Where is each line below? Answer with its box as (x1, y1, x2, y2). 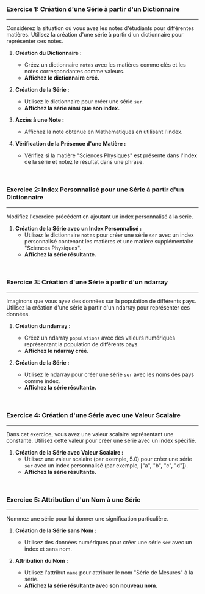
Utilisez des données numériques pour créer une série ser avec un (24, 539, 192, 546)
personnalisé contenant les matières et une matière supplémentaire (24, 237, 194, 245)
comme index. (24, 377, 60, 384)
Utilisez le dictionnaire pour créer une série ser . (24, 98, 145, 105)
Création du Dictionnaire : (15, 50, 82, 57)
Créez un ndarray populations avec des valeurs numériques (24, 334, 176, 341)
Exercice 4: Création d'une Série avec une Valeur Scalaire (6, 410, 181, 419)
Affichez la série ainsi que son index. (24, 105, 120, 112)
